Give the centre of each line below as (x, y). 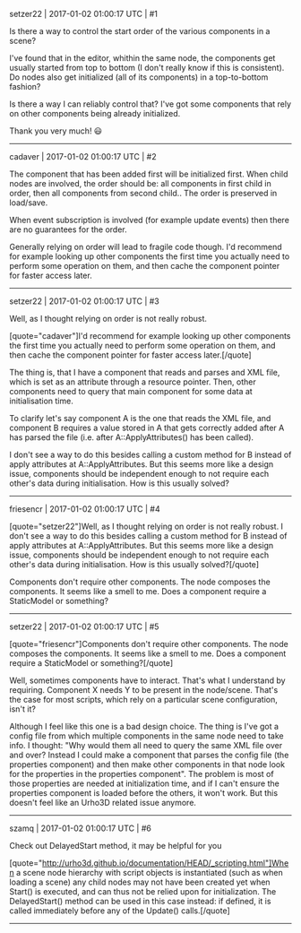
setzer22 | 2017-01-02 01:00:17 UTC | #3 (84, 301)
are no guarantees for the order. (68, 229)
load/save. (29, 203)
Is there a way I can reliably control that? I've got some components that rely (150, 104)
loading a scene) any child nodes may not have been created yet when (140, 882)
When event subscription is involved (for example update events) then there (149, 220)
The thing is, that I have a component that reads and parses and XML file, (145, 372)
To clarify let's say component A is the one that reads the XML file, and (140, 418)
